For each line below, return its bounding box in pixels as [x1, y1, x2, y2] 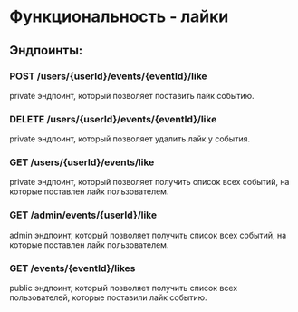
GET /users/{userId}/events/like [9, 156, 155, 169]
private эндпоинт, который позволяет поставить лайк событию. [9, 90, 255, 101]
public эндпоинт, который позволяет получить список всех [9, 283, 238, 294]
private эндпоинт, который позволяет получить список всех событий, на [9, 177, 290, 188]
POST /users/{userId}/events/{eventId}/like [9, 70, 207, 83]
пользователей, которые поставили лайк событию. [9, 292, 207, 303]
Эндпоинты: [9, 43, 83, 58]
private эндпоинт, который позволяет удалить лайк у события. [9, 133, 251, 144]
